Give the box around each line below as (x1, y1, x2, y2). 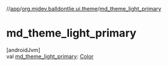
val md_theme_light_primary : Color (6, 53, 94, 60)
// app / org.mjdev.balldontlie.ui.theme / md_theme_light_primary (6, 5, 162, 12)
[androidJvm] (6, 46, 41, 53)
